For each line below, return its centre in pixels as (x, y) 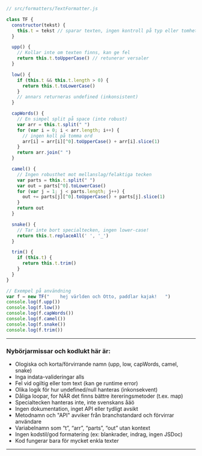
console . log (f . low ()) (33, 308)
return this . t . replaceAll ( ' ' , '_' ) (63, 236)
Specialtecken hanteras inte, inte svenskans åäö (75, 402)
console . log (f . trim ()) (35, 330)
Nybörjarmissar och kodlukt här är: (59, 351)
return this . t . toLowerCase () (59, 86)
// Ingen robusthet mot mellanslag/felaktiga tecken (84, 174)
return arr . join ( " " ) (44, 153)
